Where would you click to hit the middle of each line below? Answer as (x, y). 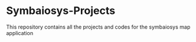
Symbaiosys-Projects (61, 11)
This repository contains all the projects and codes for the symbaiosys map (98, 27)
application (20, 33)
